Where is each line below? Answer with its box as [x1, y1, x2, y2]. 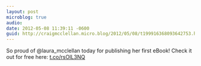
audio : [6, 20, 23, 26]
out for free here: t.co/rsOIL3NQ [6, 54, 86, 61]
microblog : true [6, 14, 47, 20]
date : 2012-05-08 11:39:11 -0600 [6, 25, 90, 32]
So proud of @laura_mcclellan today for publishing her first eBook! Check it [6, 47, 193, 54]
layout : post [6, 8, 39, 15]
